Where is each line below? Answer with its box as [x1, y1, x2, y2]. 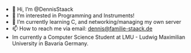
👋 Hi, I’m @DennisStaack [11, 6, 74, 13]
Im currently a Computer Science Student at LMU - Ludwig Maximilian [11, 33, 186, 40]
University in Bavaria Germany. [11, 40, 89, 47]
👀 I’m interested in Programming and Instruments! [11, 12, 135, 19]
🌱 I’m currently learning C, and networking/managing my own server [11, 18, 181, 25]
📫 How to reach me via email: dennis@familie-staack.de [11, 25, 153, 32]
